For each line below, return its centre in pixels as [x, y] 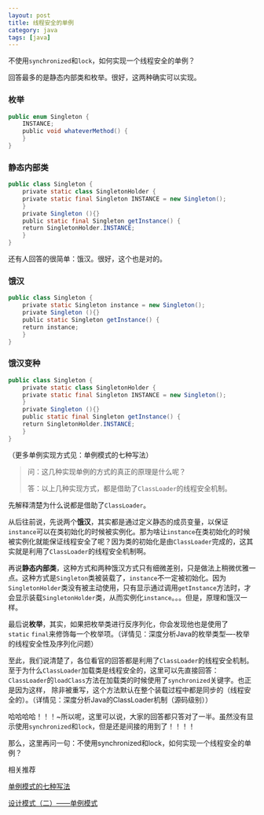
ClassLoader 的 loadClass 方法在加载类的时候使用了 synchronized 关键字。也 [126, 680]
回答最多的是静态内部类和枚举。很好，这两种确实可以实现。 [104, 77]
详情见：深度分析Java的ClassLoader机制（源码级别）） [123, 699]
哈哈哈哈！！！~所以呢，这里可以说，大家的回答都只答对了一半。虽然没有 [128, 716]
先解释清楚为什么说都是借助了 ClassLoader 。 [79, 505]
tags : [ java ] [29, 37]
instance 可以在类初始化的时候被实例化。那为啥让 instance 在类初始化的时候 [129, 531]
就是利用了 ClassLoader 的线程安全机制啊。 [82, 551]
